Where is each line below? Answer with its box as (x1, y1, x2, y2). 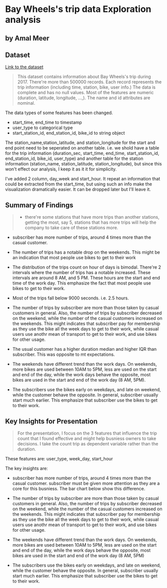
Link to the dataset (5, 64, 44, 70)
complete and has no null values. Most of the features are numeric (17, 90, 154, 96)
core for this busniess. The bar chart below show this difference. (12, 486, 146, 492)
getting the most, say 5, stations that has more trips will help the (24, 219, 157, 225)
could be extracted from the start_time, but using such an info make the (5, 181, 152, 187)
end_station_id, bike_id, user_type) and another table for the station (5, 155, 144, 161)
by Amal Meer (5, 34, 50, 42)
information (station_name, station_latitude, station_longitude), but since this (5, 161, 162, 167)
